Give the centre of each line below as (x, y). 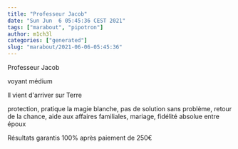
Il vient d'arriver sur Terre (45, 95)
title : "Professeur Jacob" (47, 14)
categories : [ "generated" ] (47, 41)
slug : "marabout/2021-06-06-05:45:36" (65, 47)
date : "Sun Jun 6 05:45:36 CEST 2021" (67, 21)
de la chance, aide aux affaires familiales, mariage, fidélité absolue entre (113, 116)
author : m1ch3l (30, 34)
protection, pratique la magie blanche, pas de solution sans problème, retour (120, 109)
